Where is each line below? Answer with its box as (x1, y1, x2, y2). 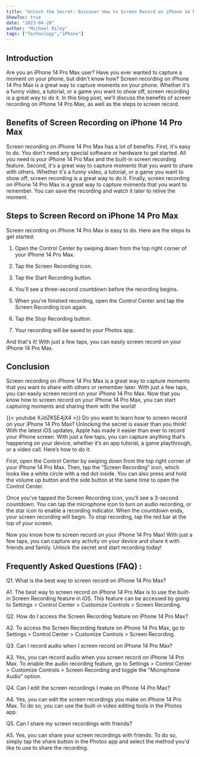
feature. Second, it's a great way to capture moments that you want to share (6, 162, 193, 169)
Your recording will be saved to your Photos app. (14, 326, 135, 334)
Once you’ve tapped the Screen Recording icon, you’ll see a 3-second (6, 494, 179, 501)
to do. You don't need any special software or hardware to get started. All (6, 149, 186, 156)
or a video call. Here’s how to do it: (6, 446, 91, 453)
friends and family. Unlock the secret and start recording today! (6, 544, 162, 551)
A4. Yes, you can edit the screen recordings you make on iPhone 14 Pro (6, 696, 182, 703)
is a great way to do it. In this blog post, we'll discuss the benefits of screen (6, 94, 192, 101)
